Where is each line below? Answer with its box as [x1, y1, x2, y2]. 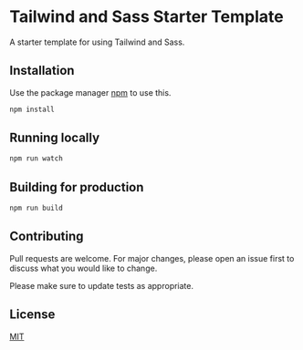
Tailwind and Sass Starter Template [9, 6, 285, 27]
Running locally [9, 130, 100, 146]
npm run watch [9, 154, 64, 163]
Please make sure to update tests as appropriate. [9, 280, 194, 291]
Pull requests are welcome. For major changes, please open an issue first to [9, 252, 295, 263]
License [9, 307, 56, 323]
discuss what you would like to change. [9, 262, 158, 273]
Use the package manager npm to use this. [9, 87, 172, 98]
